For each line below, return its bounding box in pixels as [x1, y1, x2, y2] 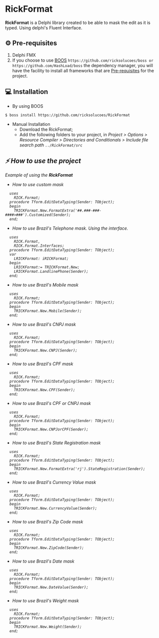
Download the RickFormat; [19, 126, 73, 132]
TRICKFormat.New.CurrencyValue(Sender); [14, 506, 97, 511]
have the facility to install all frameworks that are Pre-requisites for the [12, 68, 154, 73]
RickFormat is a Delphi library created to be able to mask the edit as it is [5, 20, 151, 25]
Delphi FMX [12, 52, 36, 58]
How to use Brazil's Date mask [12, 558, 75, 564]
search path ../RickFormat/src [19, 142, 83, 148]
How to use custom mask [12, 182, 64, 188]
